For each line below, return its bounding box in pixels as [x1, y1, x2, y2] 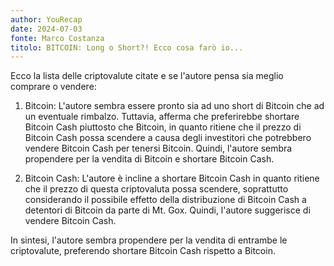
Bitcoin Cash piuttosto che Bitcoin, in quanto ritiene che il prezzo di [24, 121, 302, 133]
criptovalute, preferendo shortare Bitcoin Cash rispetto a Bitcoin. [10, 245, 276, 257]
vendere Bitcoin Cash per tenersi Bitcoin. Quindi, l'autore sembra [24, 142, 293, 155]
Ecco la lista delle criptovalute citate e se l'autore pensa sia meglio [10, 70, 284, 82]
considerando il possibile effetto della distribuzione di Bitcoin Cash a [24, 194, 307, 206]
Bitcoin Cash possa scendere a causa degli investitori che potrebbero [24, 132, 312, 144]
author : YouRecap [10, 14, 83, 25]
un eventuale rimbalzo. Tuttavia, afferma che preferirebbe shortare [24, 111, 300, 123]
